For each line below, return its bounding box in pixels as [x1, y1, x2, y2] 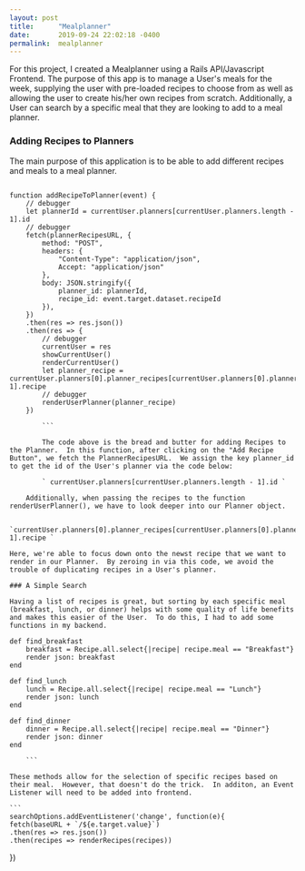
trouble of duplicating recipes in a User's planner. [9, 565, 218, 574]
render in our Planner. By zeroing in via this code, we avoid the [9, 557, 274, 566]
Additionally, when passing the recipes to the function [25, 493, 246, 502]
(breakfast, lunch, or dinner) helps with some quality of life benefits [9, 604, 295, 614]
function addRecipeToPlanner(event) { [9, 190, 156, 200]
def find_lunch [9, 676, 67, 685]
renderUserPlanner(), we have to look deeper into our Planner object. [9, 501, 286, 511]
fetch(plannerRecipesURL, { [25, 230, 132, 239]
